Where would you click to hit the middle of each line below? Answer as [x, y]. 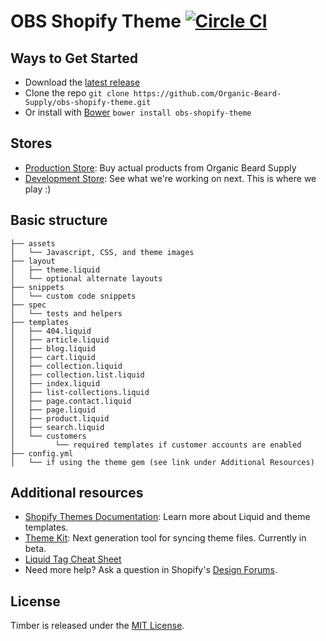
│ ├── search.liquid [57, 427]
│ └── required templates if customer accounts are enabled [156, 445]
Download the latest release [82, 82]
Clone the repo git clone [77, 93]
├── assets [33, 243]
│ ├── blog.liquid [53, 348]
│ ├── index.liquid [55, 383]
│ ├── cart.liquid [53, 357]
